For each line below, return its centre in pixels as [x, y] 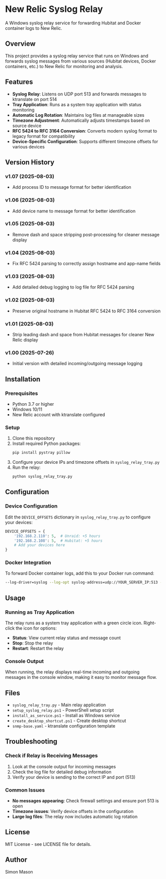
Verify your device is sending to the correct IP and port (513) [74, 777]
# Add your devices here [40, 545]
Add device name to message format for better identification [74, 211]
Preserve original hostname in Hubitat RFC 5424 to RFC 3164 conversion [86, 311]
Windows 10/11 [27, 409]
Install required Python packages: [46, 443]
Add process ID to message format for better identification [72, 187]
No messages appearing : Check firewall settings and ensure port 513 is [85, 801]
